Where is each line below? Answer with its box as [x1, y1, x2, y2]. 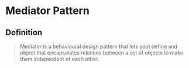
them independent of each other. [19, 56, 99, 62]
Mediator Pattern [5, 4, 90, 18]
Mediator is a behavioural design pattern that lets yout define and [19, 43, 178, 50]
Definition [5, 28, 42, 38]
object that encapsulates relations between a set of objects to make [19, 49, 184, 56]
